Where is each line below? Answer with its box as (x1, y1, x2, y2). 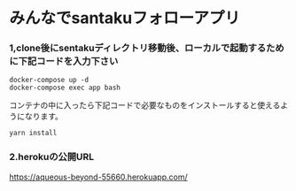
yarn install (9, 129, 58, 138)
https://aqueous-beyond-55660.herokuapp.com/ (9, 172, 188, 182)
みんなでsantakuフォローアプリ (9, 8, 241, 28)
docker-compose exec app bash (9, 83, 121, 93)
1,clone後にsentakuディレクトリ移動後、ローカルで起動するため (9, 42, 284, 54)
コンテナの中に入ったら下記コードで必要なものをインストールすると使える (9, 100, 281, 111)
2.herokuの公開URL (9, 151, 95, 164)
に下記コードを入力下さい (9, 55, 119, 67)
